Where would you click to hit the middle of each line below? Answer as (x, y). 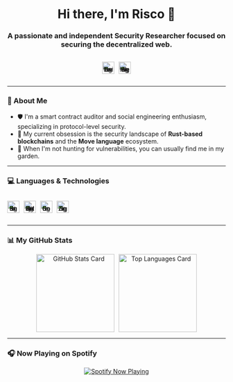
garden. (28, 156)
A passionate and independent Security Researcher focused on (116, 36)
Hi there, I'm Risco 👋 (116, 14)
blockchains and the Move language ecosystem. (88, 141)
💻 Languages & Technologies (58, 181)
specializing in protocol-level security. (71, 126)
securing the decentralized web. (116, 44)
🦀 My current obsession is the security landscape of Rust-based (110, 134)
